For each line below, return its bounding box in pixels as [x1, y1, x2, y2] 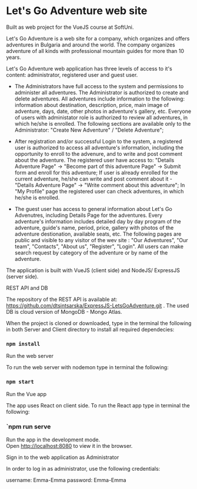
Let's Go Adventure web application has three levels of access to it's [6, 65, 172, 72]
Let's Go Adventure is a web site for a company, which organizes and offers [6, 35, 190, 42]
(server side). [6, 273, 39, 280]
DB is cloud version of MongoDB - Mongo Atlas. [6, 308, 122, 315]
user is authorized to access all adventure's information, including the [14, 144, 184, 151]
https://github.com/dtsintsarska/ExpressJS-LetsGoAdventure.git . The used [6, 302, 189, 309]
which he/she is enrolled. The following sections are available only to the [14, 120, 191, 127]
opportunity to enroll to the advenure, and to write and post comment [14, 150, 183, 157]
